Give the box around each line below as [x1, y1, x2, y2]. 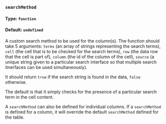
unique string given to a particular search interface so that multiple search [5, 59, 157, 65]
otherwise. [5, 79, 27, 85]
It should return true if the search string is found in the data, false [5, 74, 141, 80]
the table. [5, 114, 25, 120]
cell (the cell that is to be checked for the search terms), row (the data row [5, 48, 158, 54]
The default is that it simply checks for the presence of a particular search [5, 89, 157, 95]
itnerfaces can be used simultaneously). [5, 64, 87, 70]
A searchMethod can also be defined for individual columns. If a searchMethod [5, 104, 162, 110]
